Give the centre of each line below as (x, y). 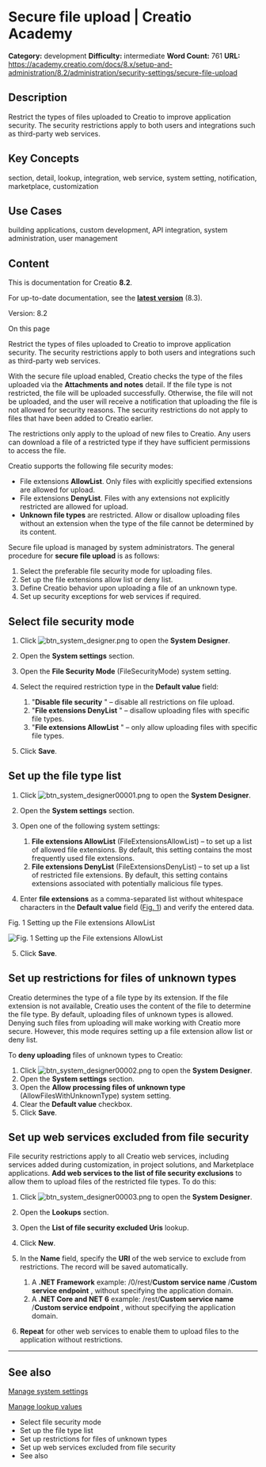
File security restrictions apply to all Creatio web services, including (119, 1156)
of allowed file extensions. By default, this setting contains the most (142, 850)
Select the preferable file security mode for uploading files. (116, 571)
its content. (38, 532)
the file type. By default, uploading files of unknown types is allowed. (121, 1014)
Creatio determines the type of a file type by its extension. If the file (118, 997)
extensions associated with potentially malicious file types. (127, 883)
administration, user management (63, 239)
